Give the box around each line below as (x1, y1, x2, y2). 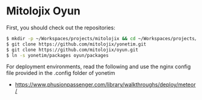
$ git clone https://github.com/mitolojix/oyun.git (6, 47, 138, 53)
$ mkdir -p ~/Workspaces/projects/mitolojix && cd (6, 35, 136, 41)
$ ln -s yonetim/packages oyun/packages (6, 52, 109, 58)
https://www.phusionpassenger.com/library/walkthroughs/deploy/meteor (14, 81, 196, 88)
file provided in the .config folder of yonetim (6, 69, 115, 77)
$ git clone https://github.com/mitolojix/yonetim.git (6, 41, 147, 47)
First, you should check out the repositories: (6, 24, 115, 31)
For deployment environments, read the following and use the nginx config (6, 63, 191, 70)
